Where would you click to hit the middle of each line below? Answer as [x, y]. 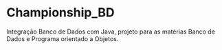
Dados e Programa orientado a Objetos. [63, 38]
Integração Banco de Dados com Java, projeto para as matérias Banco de [111, 32]
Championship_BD [60, 13]
